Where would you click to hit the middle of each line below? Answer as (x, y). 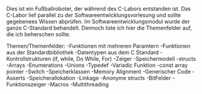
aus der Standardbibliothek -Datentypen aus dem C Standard (83, 52)
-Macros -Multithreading (78, 84)
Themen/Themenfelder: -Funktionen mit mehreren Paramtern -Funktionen (98, 46)
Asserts (16, 78)
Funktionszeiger (26, 84)
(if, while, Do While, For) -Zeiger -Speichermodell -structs (124, 59)
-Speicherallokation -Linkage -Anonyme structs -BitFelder (99, 78)
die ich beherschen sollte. (38, 34)
